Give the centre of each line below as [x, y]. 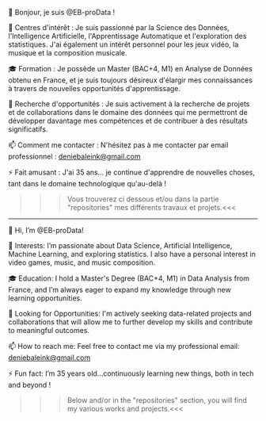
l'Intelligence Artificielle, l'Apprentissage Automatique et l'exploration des [127, 36]
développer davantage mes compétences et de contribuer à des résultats [128, 121]
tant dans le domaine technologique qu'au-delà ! [87, 184]
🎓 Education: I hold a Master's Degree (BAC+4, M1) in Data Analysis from [129, 278]
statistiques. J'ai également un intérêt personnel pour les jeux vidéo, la [123, 44]
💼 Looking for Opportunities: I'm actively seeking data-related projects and [130, 314]
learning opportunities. [45, 298]
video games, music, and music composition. [82, 262]
